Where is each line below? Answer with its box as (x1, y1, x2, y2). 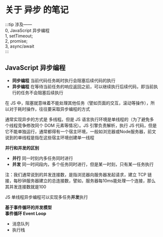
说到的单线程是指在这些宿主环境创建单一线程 (5, 135, 95, 140)
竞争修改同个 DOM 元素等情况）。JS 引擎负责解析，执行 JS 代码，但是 (17, 122, 157, 128)
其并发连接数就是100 (5, 184, 47, 189)
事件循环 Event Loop (5, 210, 47, 216)
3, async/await (5, 43, 34, 49)
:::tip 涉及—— (5, 21, 33, 27)
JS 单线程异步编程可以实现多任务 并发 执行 (5, 194, 88, 200)
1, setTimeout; (5, 33, 33, 39)
